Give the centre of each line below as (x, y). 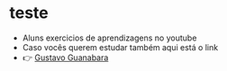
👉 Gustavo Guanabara (65, 58)
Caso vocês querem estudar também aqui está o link (120, 47)
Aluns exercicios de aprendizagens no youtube (109, 38)
